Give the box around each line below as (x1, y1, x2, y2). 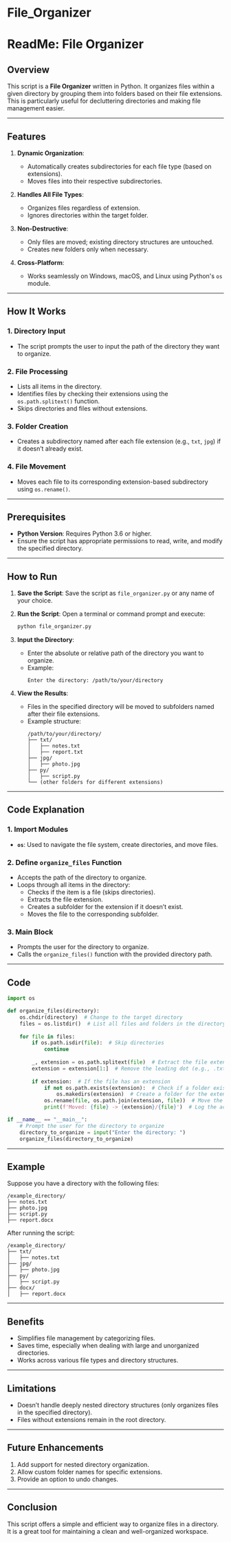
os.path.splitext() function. (16, 397, 100, 405)
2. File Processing (7, 367, 68, 376)
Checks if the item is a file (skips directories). (27, 888, 156, 897)
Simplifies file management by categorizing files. (16, 1334, 156, 1343)
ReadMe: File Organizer (7, 37, 144, 52)
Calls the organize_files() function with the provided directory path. (16, 950, 213, 959)
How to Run (7, 571, 58, 583)
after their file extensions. (27, 710, 100, 719)
